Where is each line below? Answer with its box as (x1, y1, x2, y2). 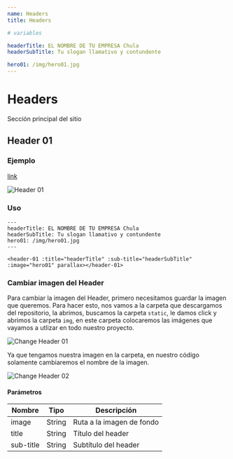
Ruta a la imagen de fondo (73, 418, 160, 427)
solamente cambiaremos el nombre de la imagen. (7, 358, 150, 366)
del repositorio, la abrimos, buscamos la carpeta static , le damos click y (7, 309, 217, 317)
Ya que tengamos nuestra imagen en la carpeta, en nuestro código (7, 351, 199, 359)
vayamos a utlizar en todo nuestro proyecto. (7, 324, 134, 332)
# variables (7, 29, 42, 36)
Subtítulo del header (73, 440, 140, 450)
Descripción (95, 406, 137, 416)
